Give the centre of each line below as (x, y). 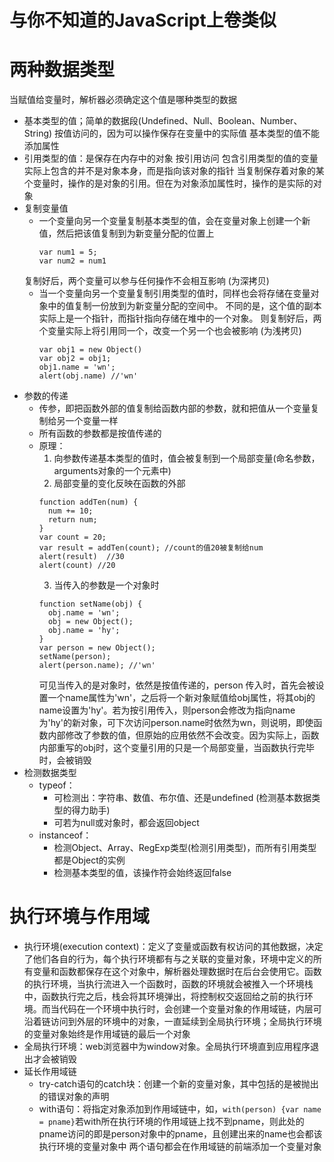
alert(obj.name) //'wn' (88, 376)
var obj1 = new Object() (90, 350)
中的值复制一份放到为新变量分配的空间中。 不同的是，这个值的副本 (184, 306)
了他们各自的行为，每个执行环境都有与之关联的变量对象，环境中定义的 (168, 959)
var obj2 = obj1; (75, 359)
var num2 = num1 (72, 261)
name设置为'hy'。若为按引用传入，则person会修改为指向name (167, 710)
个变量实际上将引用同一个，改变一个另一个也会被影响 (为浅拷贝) (170, 331)
